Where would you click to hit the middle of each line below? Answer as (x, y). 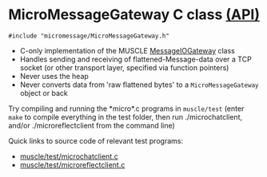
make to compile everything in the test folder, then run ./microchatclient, (125, 116)
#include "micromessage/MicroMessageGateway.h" (89, 36)
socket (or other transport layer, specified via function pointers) (124, 67)
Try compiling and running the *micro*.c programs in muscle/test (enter (126, 108)
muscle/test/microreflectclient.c (72, 164)
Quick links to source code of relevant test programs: (96, 140)
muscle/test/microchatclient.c (69, 156)
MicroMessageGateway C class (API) (134, 15)
